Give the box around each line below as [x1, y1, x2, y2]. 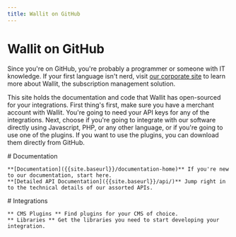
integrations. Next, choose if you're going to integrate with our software [7, 115, 216, 124]
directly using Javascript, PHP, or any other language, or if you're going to [7, 123, 223, 132]
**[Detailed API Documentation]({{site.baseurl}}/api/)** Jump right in [7, 178, 226, 185]
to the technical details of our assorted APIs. [7, 184, 153, 191]
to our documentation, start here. [7, 171, 112, 179]
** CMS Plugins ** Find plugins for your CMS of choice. [7, 210, 179, 217]
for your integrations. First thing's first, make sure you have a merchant [7, 100, 214, 109]
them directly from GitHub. [7, 138, 85, 146]
